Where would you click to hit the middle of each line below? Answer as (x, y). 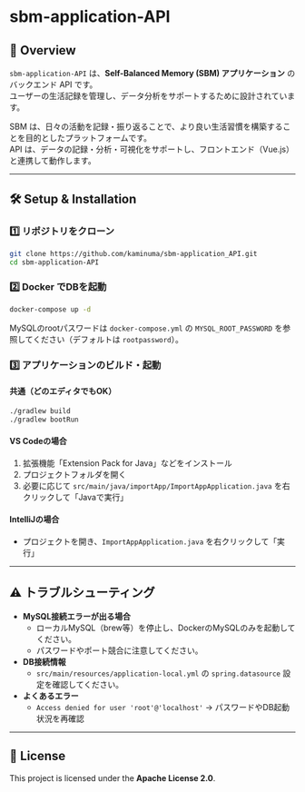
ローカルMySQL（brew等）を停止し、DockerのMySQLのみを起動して (166, 628)
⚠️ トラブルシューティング (83, 593)
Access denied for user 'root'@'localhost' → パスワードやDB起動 (163, 707)
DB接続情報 (44, 661)
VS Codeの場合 (39, 441)
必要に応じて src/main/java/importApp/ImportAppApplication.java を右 (156, 485)
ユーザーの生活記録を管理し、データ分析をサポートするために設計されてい (148, 96)
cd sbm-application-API (54, 262)
